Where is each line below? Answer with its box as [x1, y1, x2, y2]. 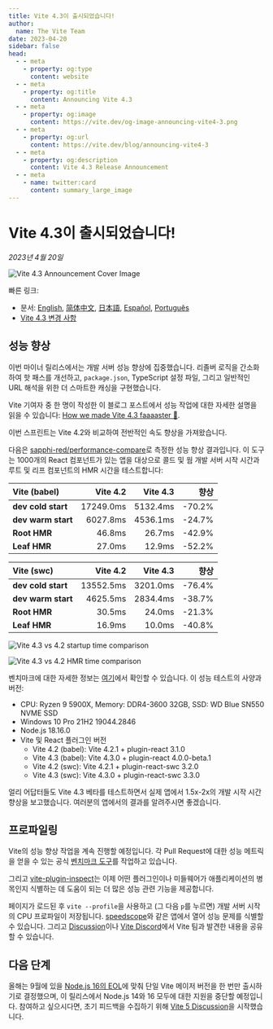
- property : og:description [23, 156, 118, 164]
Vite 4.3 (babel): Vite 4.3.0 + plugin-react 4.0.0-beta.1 [32, 753, 211, 763]
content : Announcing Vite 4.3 [29, 95, 132, 103]
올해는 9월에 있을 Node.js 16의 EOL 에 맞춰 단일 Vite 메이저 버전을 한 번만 [8, 981, 241, 991]
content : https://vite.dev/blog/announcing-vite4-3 [29, 140, 209, 149]
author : [8, 20, 35, 28]
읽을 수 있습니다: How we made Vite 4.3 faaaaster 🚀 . [8, 410, 180, 420]
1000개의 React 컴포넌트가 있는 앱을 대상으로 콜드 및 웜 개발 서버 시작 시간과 [16, 455, 260, 464]
